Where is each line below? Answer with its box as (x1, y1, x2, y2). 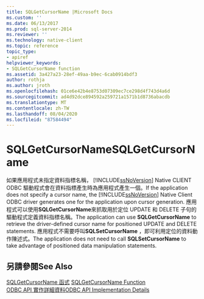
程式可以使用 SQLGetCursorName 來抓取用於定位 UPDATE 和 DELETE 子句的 (6, 206, 197, 213)
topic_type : (6, 49, 37, 55)
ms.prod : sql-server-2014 (6, 26, 72, 32)
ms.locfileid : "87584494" (6, 116, 72, 122)
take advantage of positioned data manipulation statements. (6, 242, 157, 250)
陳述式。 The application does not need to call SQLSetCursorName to (11, 235, 187, 242)
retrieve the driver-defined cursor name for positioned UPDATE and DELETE (6, 220, 197, 228)
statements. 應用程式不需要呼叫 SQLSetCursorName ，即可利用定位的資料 (6, 228, 193, 235)
